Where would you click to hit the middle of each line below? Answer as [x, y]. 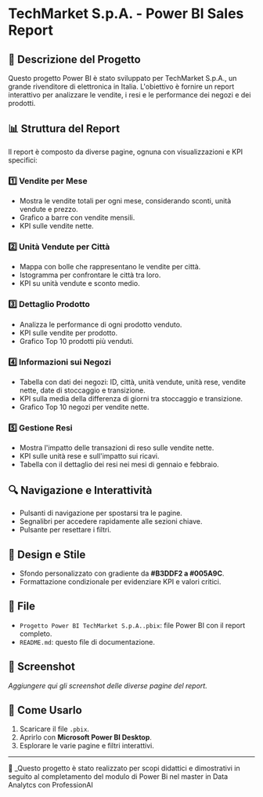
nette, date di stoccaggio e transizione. [83, 390]
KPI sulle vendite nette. [56, 226]
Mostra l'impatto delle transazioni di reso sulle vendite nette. [117, 448]
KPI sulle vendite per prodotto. [68, 333]
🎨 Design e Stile [47, 554]
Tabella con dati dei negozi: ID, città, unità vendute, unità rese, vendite [133, 382]
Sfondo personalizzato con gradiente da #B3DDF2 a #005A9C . [122, 573]
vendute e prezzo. [49, 210]
